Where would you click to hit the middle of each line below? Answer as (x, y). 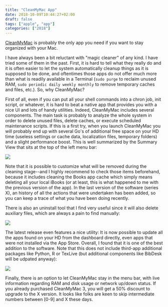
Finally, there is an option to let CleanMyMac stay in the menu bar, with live (82, 278)
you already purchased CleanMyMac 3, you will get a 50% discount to (78, 289)
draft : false (19, 19)
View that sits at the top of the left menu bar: (51, 147)
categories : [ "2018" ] (28, 29)
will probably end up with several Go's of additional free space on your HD (82, 131)
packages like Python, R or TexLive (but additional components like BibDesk (83, 254)
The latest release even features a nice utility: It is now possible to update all (84, 232)
